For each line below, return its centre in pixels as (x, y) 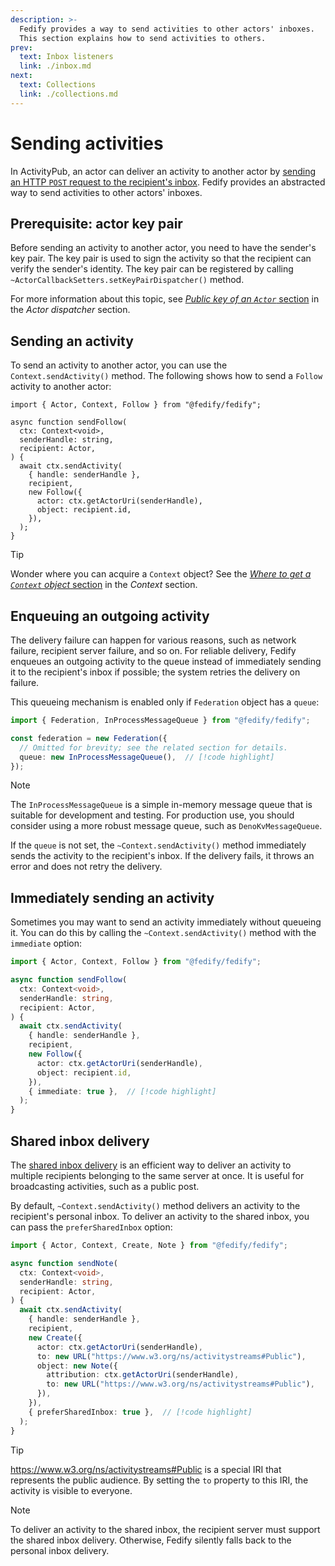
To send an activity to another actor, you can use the (119, 365)
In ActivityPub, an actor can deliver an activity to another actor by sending (163, 171)
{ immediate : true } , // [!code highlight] (122, 1091)
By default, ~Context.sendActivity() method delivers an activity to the (155, 1205)
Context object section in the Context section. (104, 585)
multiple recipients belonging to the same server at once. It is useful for (157, 1175)
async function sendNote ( (64, 1263)
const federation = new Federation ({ (89, 738)
